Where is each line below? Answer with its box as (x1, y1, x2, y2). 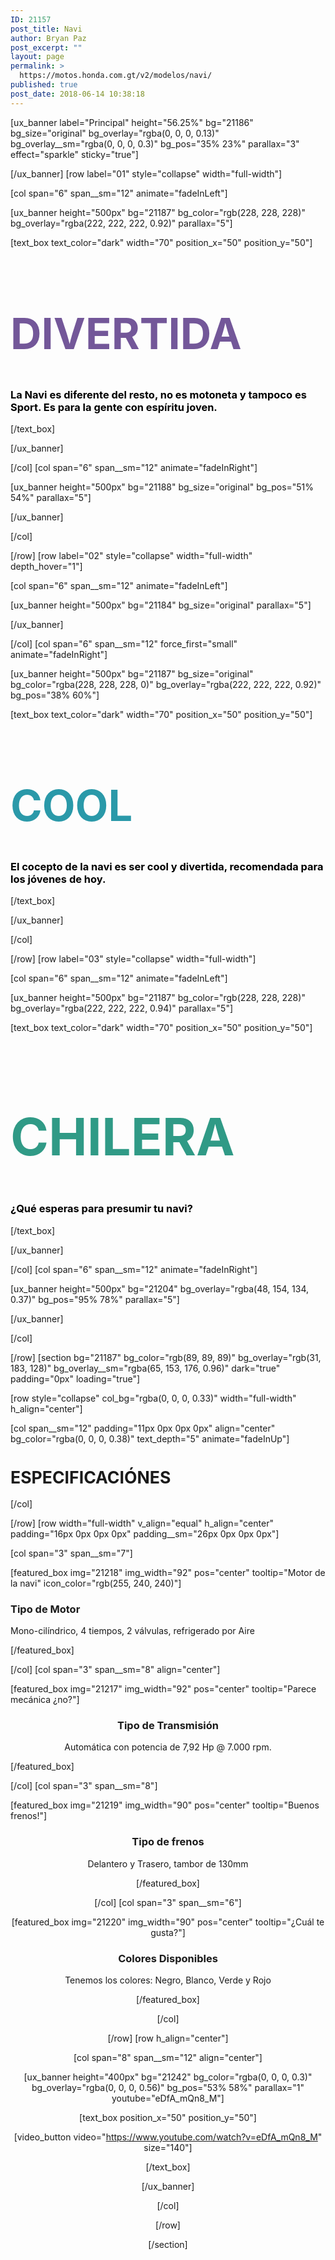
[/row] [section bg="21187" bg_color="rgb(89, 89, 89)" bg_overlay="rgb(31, (10, 1351, 322, 1363)
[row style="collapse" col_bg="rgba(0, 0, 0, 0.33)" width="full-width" (10, 1392, 297, 1404)
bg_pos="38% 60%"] (10, 689, 100, 701)
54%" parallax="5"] (10, 491, 92, 503)
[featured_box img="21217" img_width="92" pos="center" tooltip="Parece (10, 1683, 317, 1695)
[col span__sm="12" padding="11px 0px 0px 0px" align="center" (10, 1422, 276, 1434)
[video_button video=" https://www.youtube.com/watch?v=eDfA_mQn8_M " (13, 2131, 323, 2143)
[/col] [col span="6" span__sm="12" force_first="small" (10, 637, 238, 650)
